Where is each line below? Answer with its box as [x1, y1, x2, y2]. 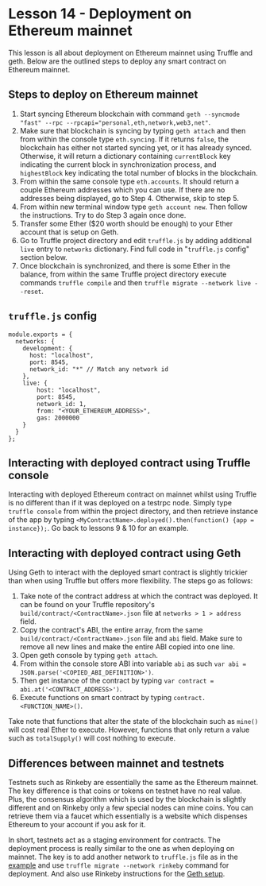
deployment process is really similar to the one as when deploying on [8, 844, 235, 853]
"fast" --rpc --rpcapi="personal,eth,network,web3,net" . [19, 117, 211, 127]
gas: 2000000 [37, 414, 80, 422]
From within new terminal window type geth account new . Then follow [19, 202, 248, 211]
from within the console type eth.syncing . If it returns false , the [19, 134, 229, 144]
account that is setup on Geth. [19, 227, 119, 237]
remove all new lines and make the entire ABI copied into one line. [19, 642, 236, 652]
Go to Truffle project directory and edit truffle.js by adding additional [19, 235, 253, 245]
